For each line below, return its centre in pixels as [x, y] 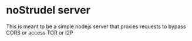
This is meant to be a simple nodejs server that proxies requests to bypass [96, 26]
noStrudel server [48, 10]
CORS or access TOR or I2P [40, 32]
